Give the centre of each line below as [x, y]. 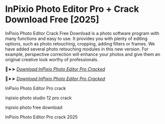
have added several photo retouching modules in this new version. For [77, 49]
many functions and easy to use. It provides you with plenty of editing [76, 39]
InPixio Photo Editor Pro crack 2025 [41, 117]
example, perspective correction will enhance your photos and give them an [83, 54]
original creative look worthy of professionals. [52, 59]
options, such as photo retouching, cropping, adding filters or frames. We [80, 43]
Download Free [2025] [52, 20]
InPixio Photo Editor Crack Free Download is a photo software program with [82, 33]
